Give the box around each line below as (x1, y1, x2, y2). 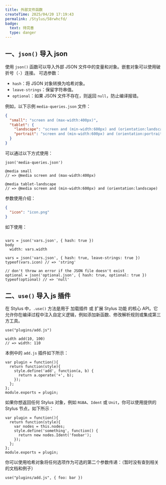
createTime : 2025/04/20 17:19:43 (5, 12, 74, 17)
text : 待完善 (9, 26, 34, 31)
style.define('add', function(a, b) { (14, 368, 94, 373)
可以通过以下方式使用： (5, 150, 53, 156)
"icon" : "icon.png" (9, 209, 50, 215)
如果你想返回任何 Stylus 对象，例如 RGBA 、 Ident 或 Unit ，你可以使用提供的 (5, 400, 157, 405)
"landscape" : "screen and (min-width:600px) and (14, 127, 116, 132)
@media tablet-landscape (5, 181, 56, 187)
